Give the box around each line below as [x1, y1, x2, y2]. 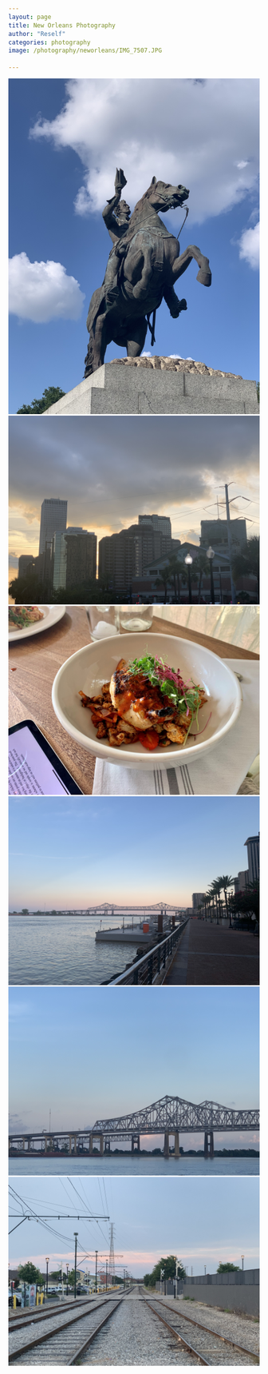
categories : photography [8, 38, 91, 46]
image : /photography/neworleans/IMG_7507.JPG [8, 46, 162, 55]
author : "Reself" [8, 30, 66, 38]
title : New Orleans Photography [8, 21, 116, 30]
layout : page [8, 13, 52, 21]
